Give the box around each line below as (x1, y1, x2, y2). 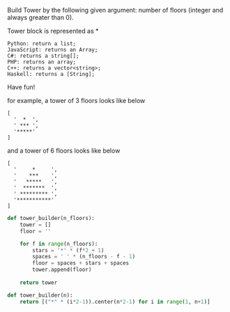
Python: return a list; (7, 40, 77, 47)
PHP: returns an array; (7, 58, 77, 65)
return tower (20, 279, 58, 286)
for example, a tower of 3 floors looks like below (7, 97, 146, 104)
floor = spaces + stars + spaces (32, 260, 130, 267)
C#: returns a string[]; (7, 52, 79, 59)
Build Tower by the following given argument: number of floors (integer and (7, 6, 224, 14)
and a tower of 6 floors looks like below (7, 146, 121, 155)
